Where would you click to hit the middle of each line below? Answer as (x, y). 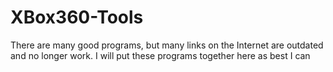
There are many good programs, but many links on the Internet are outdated (167, 45)
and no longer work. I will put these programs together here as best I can (160, 55)
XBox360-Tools (77, 17)
